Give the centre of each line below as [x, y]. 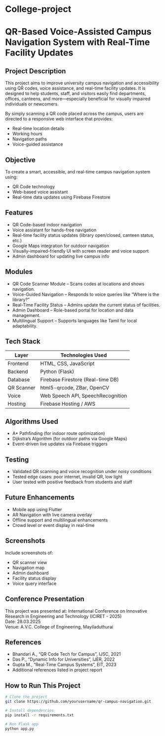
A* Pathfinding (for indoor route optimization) [59, 433]
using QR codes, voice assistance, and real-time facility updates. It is [75, 88]
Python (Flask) [57, 371]
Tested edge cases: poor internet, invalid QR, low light [67, 477]
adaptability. [25, 326]
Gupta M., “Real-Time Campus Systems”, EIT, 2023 [64, 665]
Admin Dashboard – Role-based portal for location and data [73, 310]
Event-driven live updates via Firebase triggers [60, 444]
